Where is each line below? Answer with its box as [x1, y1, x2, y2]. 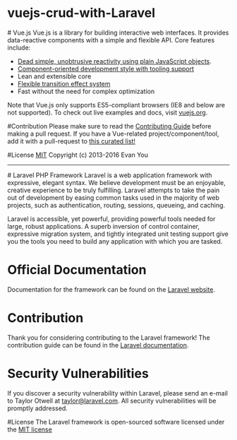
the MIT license [7, 425, 53, 434]
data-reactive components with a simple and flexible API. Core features [7, 35, 215, 44]
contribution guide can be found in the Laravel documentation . [7, 340, 189, 349]
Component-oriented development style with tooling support [17, 64, 195, 73]
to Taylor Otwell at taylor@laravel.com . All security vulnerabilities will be [7, 396, 217, 405]
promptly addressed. [7, 404, 68, 412]
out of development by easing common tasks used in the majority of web [7, 193, 220, 202]
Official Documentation [7, 262, 147, 278]
